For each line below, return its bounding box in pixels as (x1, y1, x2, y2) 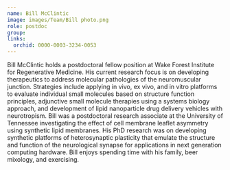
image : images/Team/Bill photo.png (7, 16, 109, 23)
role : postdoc (7, 23, 48, 29)
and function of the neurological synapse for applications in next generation (7, 141, 222, 149)
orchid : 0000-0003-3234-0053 (13, 42, 97, 49)
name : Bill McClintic (7, 10, 69, 17)
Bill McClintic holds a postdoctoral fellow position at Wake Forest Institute (7, 61, 215, 69)
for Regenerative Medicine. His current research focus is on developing (7, 68, 209, 76)
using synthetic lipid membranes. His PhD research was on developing (7, 126, 207, 134)
